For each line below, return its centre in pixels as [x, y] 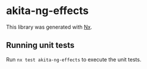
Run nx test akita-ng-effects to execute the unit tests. [74, 59]
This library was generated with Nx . [49, 27]
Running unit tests [40, 45]
